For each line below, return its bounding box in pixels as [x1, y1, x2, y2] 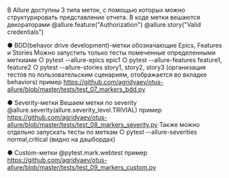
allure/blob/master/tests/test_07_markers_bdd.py [7, 86, 146, 93]
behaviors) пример [7, 78, 62, 86]
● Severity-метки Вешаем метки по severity [7, 99, 137, 106]
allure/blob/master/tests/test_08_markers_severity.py [7, 121, 158, 128]
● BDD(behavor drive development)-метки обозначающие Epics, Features [7, 41, 223, 49]
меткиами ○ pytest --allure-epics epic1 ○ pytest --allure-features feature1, [7, 56, 222, 64]
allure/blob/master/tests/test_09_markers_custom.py [7, 164, 157, 171]
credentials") [7, 28, 44, 36]
